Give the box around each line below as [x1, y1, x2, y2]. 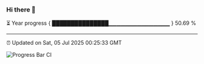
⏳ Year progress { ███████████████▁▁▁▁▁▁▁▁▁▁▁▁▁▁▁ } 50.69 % [6, 19, 196, 27]
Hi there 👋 [6, 5, 36, 14]
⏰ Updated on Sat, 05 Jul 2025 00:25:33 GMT [6, 39, 123, 46]
